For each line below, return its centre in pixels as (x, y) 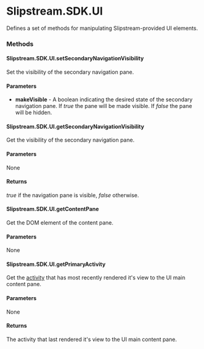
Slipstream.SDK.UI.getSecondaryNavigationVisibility (75, 126)
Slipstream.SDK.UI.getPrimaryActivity (56, 264)
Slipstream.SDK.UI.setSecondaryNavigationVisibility (75, 59)
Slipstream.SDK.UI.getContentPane (53, 209)
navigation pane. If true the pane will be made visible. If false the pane (104, 106)
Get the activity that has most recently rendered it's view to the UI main (96, 278)
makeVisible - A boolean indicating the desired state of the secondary (104, 99)
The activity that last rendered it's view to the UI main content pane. (92, 339)
